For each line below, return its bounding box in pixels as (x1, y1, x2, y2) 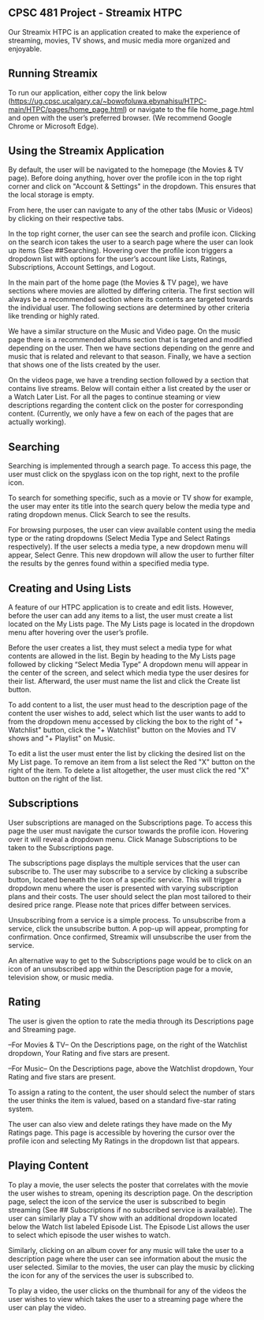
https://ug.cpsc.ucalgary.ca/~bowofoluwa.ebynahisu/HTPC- (10, 96, 207, 106)
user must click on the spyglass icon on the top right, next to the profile (8, 469, 240, 479)
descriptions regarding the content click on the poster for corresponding (8, 401, 244, 410)
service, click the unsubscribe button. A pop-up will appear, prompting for (8, 923, 249, 933)
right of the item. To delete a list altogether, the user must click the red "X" (8, 766, 250, 775)
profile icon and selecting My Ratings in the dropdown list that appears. (8, 1135, 240, 1146)
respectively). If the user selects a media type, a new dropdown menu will (8, 542, 248, 551)
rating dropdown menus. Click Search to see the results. (8, 510, 191, 520)
